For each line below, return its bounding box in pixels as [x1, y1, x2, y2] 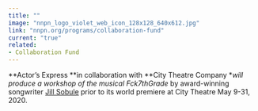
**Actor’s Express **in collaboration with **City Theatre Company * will [8, 71, 244, 79]
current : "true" [8, 33, 62, 42]
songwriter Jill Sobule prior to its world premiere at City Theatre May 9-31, [8, 87, 251, 96]
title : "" [8, 11, 41, 20]
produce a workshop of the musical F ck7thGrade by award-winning [8, 78, 230, 88]
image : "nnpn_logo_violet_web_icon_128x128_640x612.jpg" [8, 19, 200, 27]
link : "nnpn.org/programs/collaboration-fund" [8, 26, 165, 34]
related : [8, 41, 37, 49]
